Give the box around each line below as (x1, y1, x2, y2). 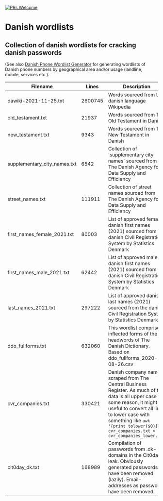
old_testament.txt (7, 115, 47, 121)
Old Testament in (108, 117, 147, 124)
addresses (108, 482, 132, 489)
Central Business (108, 381, 147, 387)
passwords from (108, 446, 146, 452)
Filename (31, 83, 53, 90)
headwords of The (108, 336, 150, 343)
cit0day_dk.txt (7, 464, 40, 470)
